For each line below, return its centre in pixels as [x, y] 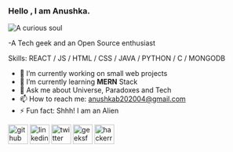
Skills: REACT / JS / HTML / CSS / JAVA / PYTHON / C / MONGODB [117, 58]
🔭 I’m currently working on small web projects [93, 74]
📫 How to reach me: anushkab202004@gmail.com [102, 99]
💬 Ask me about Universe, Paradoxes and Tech [95, 90]
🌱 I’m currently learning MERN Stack [78, 82]
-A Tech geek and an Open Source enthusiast [82, 43]
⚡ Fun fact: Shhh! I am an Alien [69, 110]
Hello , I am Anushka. [49, 11]
